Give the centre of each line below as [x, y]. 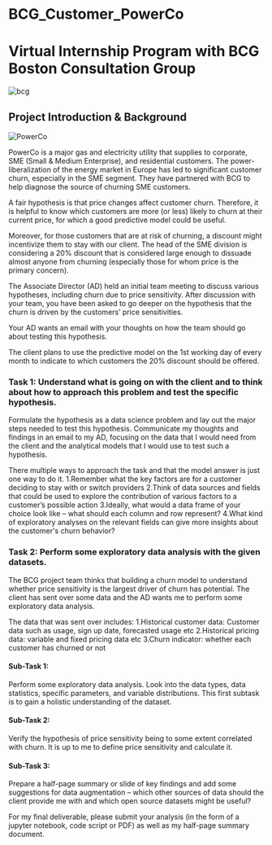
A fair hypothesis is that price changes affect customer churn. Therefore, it [134, 202]
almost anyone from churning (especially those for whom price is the [124, 261]
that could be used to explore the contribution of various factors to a [123, 497]
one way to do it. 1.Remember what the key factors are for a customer [125, 479]
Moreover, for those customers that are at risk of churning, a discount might [135, 235]
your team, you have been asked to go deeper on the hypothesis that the [130, 303]
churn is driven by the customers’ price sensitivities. [96, 312]
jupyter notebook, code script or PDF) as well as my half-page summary [129, 825]
